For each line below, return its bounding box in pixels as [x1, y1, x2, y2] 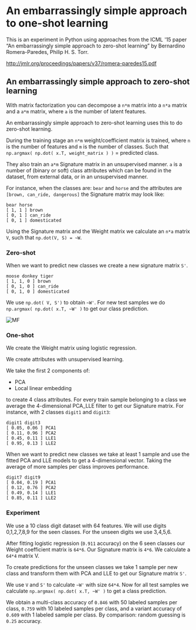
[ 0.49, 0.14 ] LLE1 [6, 490, 57, 496]
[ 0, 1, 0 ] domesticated [6, 289, 69, 294]
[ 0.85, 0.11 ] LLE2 [6, 495, 57, 501]
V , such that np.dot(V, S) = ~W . [6, 233, 82, 241]
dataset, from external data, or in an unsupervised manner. [6, 173, 148, 180]
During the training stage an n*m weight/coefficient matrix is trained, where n [6, 137, 191, 144]
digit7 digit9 [6, 475, 41, 480]
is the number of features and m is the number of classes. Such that [6, 143, 169, 150]
